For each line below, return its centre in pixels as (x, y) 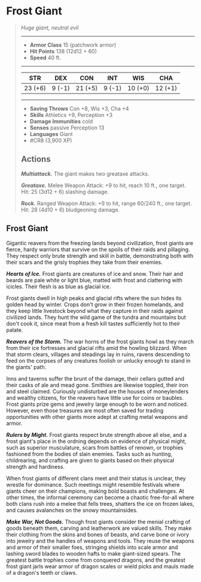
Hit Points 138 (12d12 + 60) (63, 51)
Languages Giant (51, 134)
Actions (36, 159)
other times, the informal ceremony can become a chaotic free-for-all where (100, 497)
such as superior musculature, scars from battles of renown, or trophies (95, 447)
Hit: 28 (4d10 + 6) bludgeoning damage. (70, 209)
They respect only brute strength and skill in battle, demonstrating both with (100, 255)
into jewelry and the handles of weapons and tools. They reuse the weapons (100, 541)
